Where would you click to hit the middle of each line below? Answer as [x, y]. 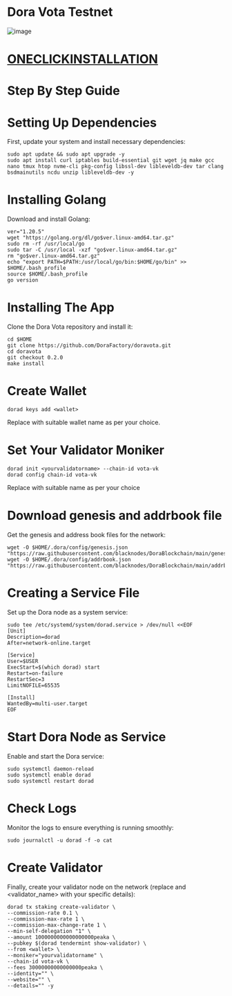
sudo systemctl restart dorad [51, 781]
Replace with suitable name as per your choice [74, 488]
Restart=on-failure [35, 673]
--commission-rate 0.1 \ [43, 913]
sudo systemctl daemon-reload [51, 769]
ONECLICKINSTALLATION [83, 59]
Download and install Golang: [49, 219]
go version [23, 280]
